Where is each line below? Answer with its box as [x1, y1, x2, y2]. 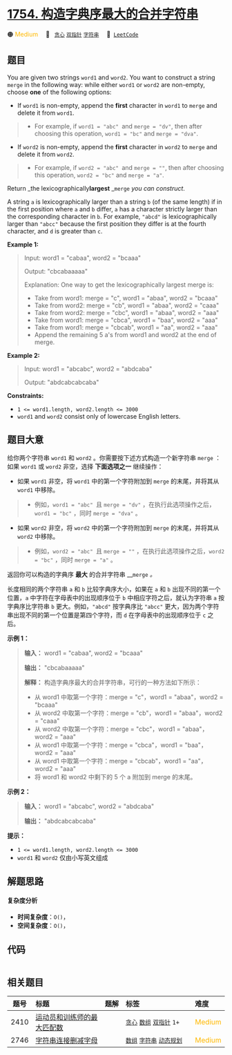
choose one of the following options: [7, 88, 112, 96]
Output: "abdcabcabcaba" [23, 378, 99, 386]
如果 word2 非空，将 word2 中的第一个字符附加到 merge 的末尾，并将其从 [17, 523, 220, 532]
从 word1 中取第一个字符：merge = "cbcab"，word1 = [34, 757, 187, 765]
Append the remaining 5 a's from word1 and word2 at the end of [34, 330, 217, 339]
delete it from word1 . [17, 108, 75, 117]
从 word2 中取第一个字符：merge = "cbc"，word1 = [34, 725, 181, 733]
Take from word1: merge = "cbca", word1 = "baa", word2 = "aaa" [34, 316, 219, 324]
